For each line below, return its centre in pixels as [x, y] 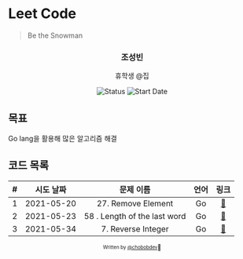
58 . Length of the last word [135, 216]
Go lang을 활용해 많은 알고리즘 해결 [63, 139]
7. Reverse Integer [135, 228]
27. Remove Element [135, 203]
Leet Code [42, 14]
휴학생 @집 [132, 76]
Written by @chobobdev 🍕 [132, 247]
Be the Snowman [55, 35]
